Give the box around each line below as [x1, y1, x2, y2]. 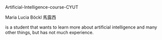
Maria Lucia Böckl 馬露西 [5, 14, 56, 20]
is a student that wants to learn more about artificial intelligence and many [5, 24, 158, 30]
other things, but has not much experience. [5, 30, 94, 35]
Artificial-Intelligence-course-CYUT [5, 4, 79, 10]
